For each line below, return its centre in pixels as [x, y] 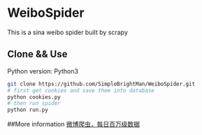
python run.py [28, 110]
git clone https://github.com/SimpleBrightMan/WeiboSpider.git [101, 84]
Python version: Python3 [43, 71]
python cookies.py [34, 97]
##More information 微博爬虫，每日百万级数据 [73, 125]
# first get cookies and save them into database [81, 90]
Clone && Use [37, 54]
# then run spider [34, 104]
